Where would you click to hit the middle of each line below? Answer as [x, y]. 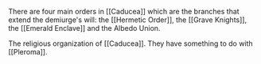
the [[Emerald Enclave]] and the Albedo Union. [84, 28]
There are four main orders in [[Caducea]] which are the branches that [124, 11]
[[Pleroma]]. [28, 52]
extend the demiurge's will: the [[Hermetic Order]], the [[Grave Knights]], [128, 20]
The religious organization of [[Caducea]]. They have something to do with [130, 43]
